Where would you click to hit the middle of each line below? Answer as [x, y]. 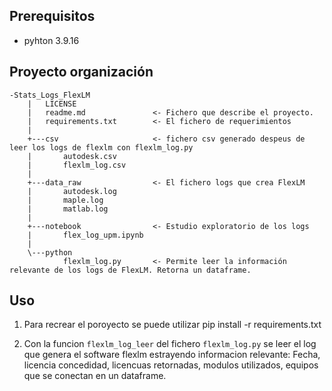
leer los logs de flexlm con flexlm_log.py [101, 147]
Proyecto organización [81, 72]
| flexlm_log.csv [77, 165]
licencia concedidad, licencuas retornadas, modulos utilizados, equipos [171, 365]
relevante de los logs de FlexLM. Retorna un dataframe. [130, 270]
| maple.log [65, 200]
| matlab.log [68, 209]
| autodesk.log [72, 191]
